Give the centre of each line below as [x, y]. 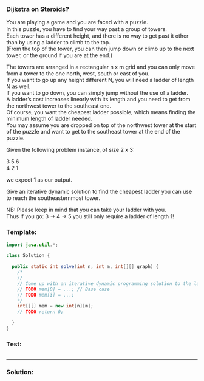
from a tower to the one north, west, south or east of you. [78, 74]
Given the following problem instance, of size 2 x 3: [70, 150]
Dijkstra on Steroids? [38, 9]
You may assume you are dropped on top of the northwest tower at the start [101, 125]
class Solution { [28, 256]
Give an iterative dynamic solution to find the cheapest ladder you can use [99, 192]
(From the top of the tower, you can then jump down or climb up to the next [100, 49]
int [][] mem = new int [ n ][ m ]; [56, 306]
